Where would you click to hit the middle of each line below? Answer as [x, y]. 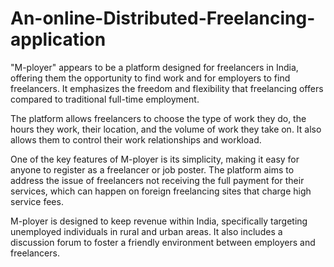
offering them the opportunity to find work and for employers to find [150, 78]
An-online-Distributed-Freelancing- [163, 18]
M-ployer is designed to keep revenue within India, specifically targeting [159, 221]
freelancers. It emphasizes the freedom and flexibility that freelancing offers [167, 88]
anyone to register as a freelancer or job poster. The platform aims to [152, 169]
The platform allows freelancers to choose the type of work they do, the [158, 118]
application [58, 39]
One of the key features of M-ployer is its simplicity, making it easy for [155, 159]
